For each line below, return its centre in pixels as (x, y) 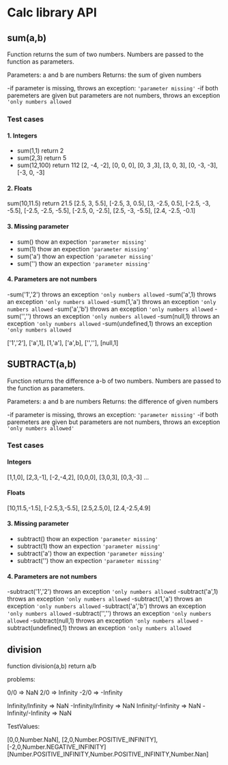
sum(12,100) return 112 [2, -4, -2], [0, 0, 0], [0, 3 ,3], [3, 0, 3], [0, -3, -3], (117, 165)
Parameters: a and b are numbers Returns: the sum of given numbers (104, 75)
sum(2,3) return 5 (42, 158)
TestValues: (24, 727)
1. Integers (22, 136)
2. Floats (20, 188)
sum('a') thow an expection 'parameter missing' (85, 256)
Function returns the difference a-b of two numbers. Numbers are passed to (114, 381)
